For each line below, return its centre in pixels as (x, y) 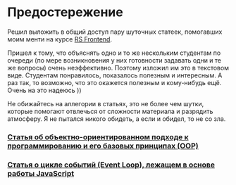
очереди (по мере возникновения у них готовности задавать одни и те (114, 60)
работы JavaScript (41, 173)
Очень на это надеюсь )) (45, 90)
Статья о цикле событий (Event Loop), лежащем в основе (111, 165)
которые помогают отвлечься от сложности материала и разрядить (110, 111)
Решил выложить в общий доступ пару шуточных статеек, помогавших (115, 32)
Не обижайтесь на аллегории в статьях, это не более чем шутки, (106, 103)
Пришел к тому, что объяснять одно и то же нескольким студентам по (114, 53)
